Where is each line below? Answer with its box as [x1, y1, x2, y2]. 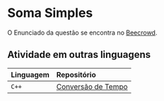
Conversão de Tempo [56, 81, 129, 91]
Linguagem [11, 69, 49, 79]
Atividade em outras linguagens [7, 49, 151, 61]
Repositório [56, 69, 97, 79]
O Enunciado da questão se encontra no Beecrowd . [7, 28, 158, 37]
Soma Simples [7, 5, 93, 21]
